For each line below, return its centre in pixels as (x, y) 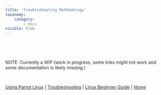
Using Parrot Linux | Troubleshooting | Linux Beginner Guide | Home (76, 87)
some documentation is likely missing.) (46, 68)
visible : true (20, 29)
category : (25, 19)
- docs (30, 24)
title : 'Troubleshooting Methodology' (46, 10)
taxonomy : (16, 15)
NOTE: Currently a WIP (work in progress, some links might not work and (81, 62)
